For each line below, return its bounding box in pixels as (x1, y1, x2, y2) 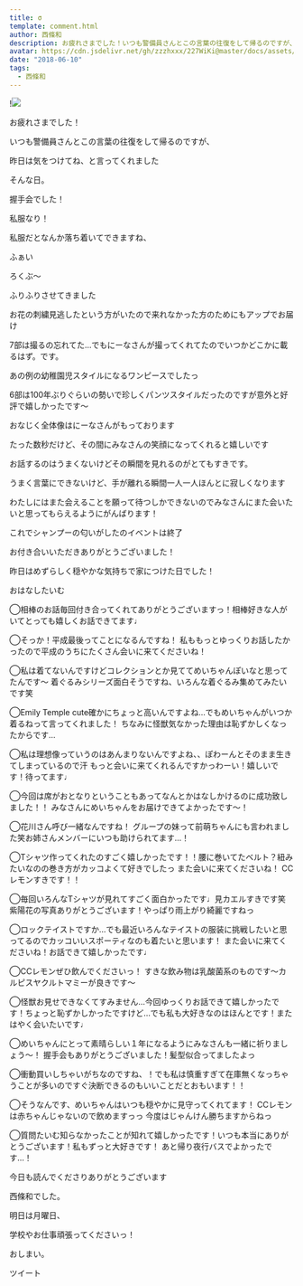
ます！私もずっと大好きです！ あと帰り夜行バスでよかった (48, 1140, 264, 1151)
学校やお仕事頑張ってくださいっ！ (9, 1229, 135, 1240)
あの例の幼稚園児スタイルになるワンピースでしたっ (9, 370, 199, 381)
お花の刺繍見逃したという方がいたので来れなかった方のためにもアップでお (9, 308, 286, 319)
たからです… (9, 729, 56, 740)
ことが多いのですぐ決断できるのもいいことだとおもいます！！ (16, 1080, 246, 1091)
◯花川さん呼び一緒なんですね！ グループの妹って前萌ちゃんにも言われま (9, 820, 282, 832)
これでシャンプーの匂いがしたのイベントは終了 (9, 526, 183, 538)
